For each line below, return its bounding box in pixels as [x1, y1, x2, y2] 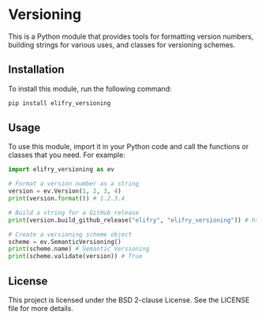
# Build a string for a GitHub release [8, 208, 140, 216]
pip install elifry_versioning [8, 99, 111, 107]
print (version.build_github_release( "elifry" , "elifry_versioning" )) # [8, 216, 248, 224]
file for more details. [8, 304, 73, 313]
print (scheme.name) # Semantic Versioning [8, 245, 150, 253]
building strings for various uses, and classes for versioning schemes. [8, 39, 236, 49]
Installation [8, 63, 65, 77]
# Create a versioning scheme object [8, 231, 132, 238]
